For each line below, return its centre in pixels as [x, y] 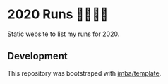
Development [38, 56]
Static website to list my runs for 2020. [64, 34]
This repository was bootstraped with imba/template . [84, 73]
